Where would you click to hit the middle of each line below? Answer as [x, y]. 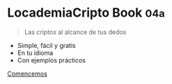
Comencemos [27, 74]
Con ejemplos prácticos [51, 60]
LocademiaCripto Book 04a [86, 13]
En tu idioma [35, 53]
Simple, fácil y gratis [46, 45]
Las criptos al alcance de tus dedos [75, 32]
